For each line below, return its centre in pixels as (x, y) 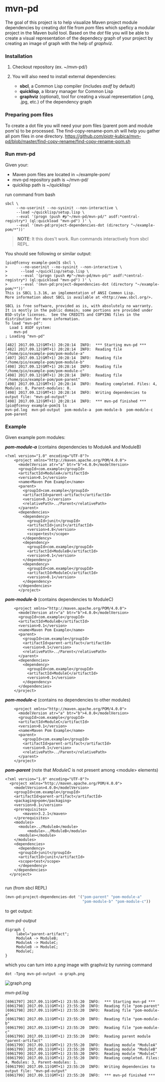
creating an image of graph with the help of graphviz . (59, 43)
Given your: (17, 165)
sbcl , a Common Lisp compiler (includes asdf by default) (77, 86)
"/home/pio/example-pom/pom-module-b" (45, 362)
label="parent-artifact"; (43, 934)
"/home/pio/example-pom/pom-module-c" (45, 371)
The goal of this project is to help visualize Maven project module (71, 22)
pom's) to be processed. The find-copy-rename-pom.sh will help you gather (82, 131)
